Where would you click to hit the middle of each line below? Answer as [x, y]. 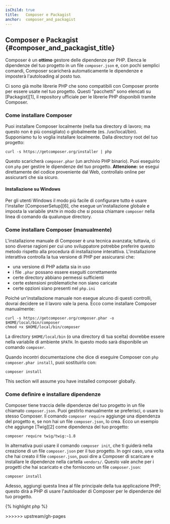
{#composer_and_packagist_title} [60, 48]
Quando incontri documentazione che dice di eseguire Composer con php [82, 357]
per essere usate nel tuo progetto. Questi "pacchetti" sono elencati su [78, 91]
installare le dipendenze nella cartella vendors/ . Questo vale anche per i [80, 462]
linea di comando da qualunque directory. [49, 217]
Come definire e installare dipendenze [53, 394]
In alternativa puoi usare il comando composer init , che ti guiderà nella [79, 446]
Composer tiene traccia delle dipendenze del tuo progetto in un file [75, 405]
